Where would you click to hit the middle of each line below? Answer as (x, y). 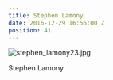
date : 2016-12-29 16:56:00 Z (56, 23)
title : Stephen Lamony (46, 15)
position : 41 (30, 30)
